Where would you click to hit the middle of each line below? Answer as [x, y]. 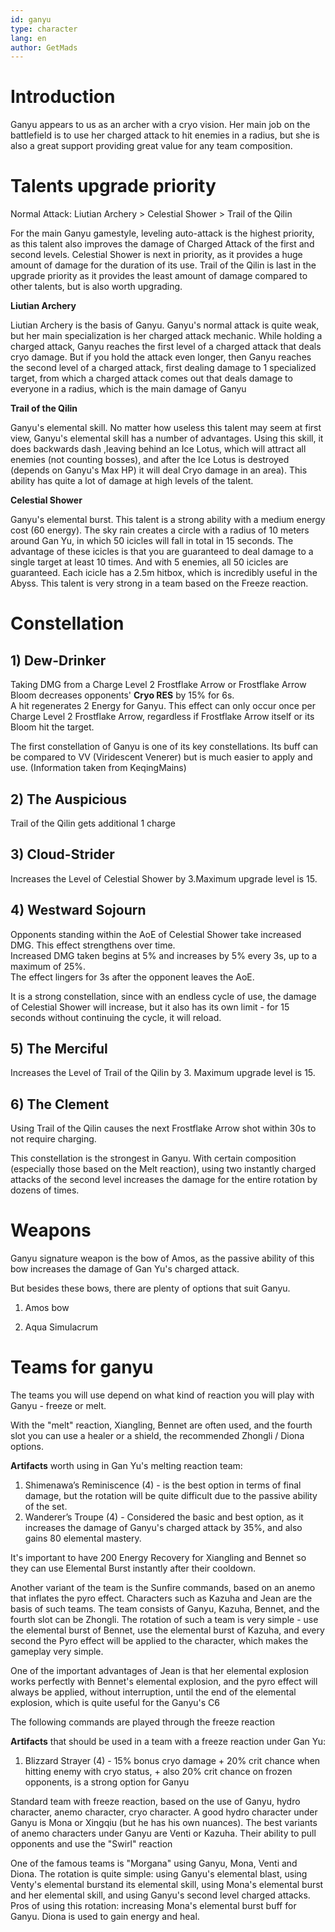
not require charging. [53, 1139]
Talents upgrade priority [113, 186]
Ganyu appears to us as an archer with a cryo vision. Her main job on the [160, 125]
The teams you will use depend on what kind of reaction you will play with [162, 1395]
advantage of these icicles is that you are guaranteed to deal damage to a [162, 552]
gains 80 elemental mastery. [83, 1538]
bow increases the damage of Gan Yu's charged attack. [125, 1269]
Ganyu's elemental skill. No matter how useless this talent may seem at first [166, 428]
